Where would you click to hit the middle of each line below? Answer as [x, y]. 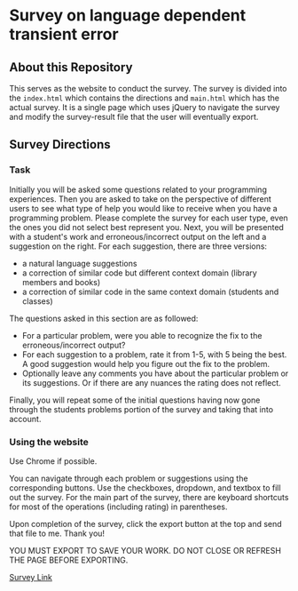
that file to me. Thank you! [57, 533]
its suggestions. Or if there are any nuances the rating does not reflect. [151, 382]
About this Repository [71, 67]
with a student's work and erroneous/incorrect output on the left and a [138, 236]
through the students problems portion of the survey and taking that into [141, 409]
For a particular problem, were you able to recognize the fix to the [142, 335]
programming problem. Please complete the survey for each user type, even [149, 218]
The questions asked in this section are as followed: [104, 318]
